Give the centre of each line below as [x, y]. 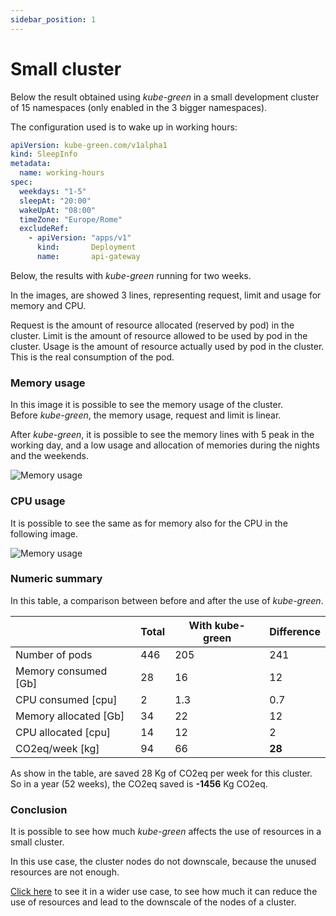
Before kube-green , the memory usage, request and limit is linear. [146, 415]
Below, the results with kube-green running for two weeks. [131, 275]
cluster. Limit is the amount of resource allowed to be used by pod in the [159, 335]
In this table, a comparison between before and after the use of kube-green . [167, 600]
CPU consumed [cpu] [66, 699]
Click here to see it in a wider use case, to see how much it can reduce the [164, 892]
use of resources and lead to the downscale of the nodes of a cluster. [153, 902]
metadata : [31, 164]
